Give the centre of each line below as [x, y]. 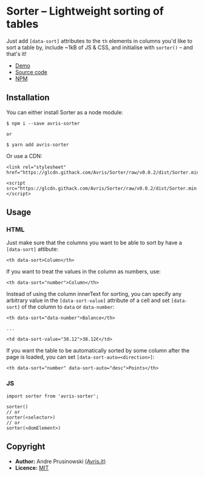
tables [22, 24]
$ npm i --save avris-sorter [43, 123]
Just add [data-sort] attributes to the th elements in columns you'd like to [99, 41]
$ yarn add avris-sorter [38, 145]
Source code [31, 72]
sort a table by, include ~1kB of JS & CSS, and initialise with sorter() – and [100, 47]
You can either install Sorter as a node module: [65, 112]
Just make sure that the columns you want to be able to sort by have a [94, 243]
